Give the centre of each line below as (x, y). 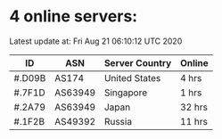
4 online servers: (74, 16)
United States (132, 78)
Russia (118, 121)
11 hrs (193, 121)
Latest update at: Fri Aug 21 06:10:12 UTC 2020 (96, 41)
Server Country (138, 62)
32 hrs (193, 107)
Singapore (126, 93)
